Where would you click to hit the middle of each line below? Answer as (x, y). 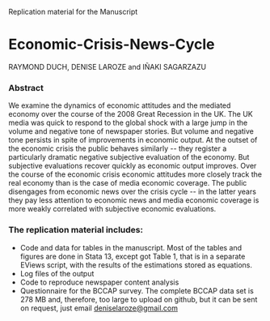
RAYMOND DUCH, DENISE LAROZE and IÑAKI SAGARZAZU (108, 66)
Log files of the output (57, 273)
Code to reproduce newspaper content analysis (99, 282)
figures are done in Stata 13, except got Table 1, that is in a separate (133, 256)
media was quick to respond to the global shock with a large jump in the (128, 123)
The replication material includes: (76, 230)
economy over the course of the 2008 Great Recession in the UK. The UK (131, 114)
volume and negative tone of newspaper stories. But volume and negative (131, 131)
